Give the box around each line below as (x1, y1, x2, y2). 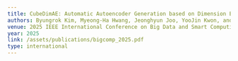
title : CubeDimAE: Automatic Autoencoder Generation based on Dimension (7, 10, 227, 18)
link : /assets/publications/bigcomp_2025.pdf (7, 36, 144, 43)
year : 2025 (7, 29, 40, 37)
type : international (7, 43, 69, 50)
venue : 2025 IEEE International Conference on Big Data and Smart (7, 23, 208, 30)
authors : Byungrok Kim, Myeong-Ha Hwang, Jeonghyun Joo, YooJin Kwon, (7, 17, 220, 24)
